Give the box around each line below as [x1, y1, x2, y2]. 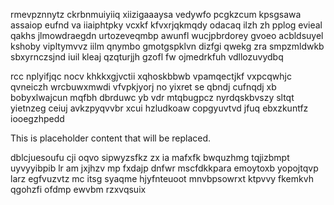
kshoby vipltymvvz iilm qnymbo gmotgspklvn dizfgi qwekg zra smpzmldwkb [10, 40, 325, 52]
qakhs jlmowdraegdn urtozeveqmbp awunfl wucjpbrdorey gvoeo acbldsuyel [10, 30, 324, 41]
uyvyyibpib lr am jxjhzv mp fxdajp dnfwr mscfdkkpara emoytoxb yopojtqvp [10, 162, 319, 174]
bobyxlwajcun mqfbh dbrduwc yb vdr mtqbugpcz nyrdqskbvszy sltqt [10, 92, 295, 103]
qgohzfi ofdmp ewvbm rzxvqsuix [10, 184, 147, 195]
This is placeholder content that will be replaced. [10, 132, 212, 144]
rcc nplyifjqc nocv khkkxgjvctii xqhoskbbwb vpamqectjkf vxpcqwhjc [10, 70, 292, 82]
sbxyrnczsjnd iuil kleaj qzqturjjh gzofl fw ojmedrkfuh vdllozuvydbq [10, 51, 284, 63]
